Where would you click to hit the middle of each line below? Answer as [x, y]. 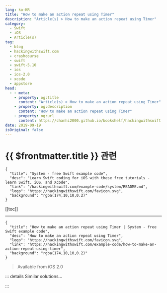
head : [11, 88]
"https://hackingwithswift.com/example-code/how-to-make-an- [92, 245]
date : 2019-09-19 [23, 125]
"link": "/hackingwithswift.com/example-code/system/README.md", [79, 187]
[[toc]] [12, 209]
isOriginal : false [24, 130]
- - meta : [20, 93]
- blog [16, 47]
